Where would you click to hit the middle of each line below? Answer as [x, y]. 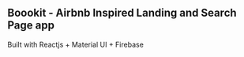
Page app [31, 26]
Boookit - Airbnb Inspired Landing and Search [122, 13]
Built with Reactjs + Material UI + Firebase [75, 44]
